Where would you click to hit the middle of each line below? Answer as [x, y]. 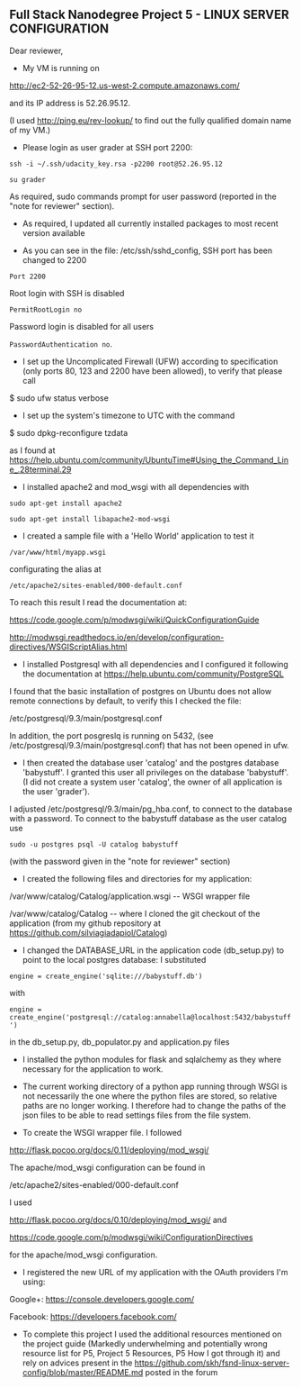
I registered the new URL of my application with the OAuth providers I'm [155, 1272]
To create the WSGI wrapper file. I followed [102, 1132]
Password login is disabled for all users [82, 326]
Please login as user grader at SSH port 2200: [107, 147]
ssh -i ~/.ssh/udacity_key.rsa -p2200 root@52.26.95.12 [116, 164]
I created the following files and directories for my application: [137, 878]
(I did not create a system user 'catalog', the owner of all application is [152, 782]
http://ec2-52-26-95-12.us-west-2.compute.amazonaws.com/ [124, 86]
